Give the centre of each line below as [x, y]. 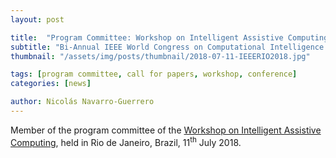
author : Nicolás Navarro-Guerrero [82, 102]
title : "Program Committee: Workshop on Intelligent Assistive [147, 37]
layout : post [37, 19]
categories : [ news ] [51, 84]
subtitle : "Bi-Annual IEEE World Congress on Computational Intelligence [167, 47]
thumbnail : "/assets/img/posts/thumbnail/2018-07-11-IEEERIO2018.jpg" [160, 56]
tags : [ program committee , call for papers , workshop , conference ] [154, 74]
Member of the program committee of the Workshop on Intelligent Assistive [166, 130]
